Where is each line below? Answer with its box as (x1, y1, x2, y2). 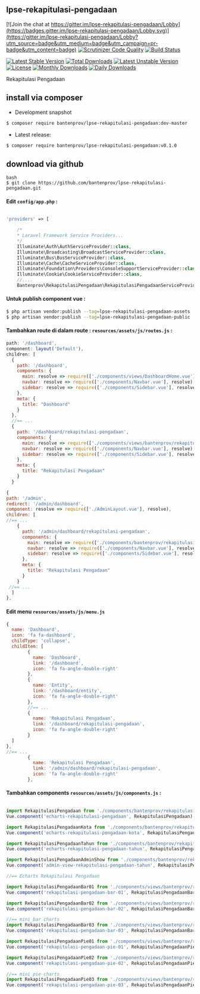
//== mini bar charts (6, 916, 60, 922)
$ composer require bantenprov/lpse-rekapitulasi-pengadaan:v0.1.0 (6, 143, 177, 149)
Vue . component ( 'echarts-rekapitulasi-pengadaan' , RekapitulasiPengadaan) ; (6, 813, 196, 819)
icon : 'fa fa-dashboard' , (11, 632, 76, 638)
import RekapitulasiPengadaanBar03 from (6, 922, 108, 928)
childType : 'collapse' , (11, 638, 70, 644)
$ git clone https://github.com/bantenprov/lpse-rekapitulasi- (6, 180, 167, 186)
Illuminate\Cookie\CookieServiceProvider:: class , (17, 271, 143, 277)
